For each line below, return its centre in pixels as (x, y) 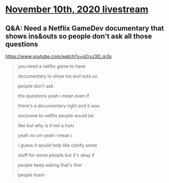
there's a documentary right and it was (59, 106)
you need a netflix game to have (52, 66)
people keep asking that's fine (50, 165)
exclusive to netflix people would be (56, 115)
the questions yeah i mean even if (54, 96)
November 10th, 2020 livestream (77, 9)
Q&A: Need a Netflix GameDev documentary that (84, 28)
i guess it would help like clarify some (57, 145)
